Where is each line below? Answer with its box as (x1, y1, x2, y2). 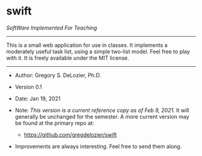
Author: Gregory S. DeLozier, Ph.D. (14, 71, 101, 79)
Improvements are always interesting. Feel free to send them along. (14, 143, 182, 150)
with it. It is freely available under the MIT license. (6, 54, 129, 61)
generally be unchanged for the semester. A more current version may (14, 113, 189, 120)
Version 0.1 (14, 83, 42, 90)
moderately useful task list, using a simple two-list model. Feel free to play (6, 48, 191, 55)
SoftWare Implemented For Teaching (6, 24, 97, 31)
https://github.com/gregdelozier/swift (23, 131, 117, 138)
